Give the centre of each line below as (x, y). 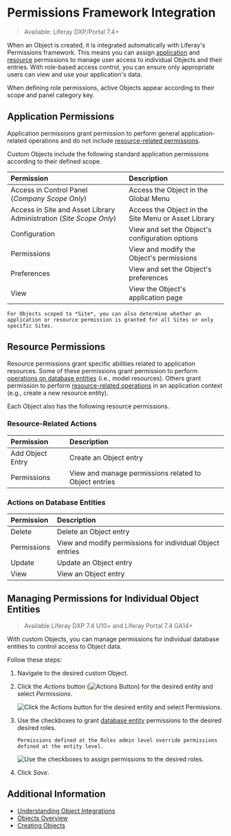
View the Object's (157, 289)
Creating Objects (41, 825)
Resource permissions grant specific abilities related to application (101, 364)
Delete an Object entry (93, 532)
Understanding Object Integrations (66, 811)
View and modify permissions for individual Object (138, 543)
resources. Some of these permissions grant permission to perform (102, 370)
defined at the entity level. (60, 746)
